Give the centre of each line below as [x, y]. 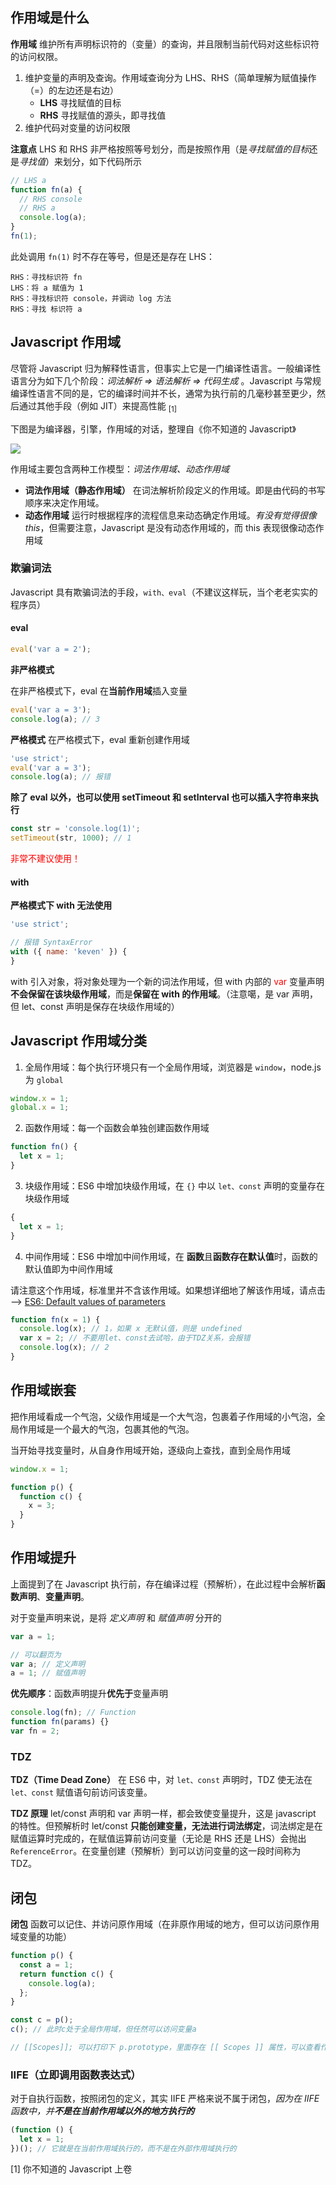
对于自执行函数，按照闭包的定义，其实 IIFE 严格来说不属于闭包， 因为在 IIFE [165, 2099]
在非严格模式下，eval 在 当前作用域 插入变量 [99, 690]
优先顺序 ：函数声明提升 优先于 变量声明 [89, 1694]
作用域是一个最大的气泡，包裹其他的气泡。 [106, 1429]
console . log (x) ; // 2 [64, 1348]
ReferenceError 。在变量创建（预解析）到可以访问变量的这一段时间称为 [156, 1851]
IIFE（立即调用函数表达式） [76, 2075]
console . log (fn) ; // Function [73, 1713]
